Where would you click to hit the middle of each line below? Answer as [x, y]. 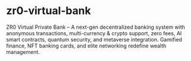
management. [23, 52]
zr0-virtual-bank [49, 11]
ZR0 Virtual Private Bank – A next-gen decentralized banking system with [96, 27]
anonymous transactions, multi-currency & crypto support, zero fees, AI [94, 33]
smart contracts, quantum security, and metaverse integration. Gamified [94, 39]
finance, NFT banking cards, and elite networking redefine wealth [86, 46]
